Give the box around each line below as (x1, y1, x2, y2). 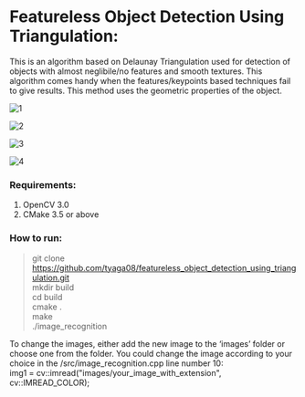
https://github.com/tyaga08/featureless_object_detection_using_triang (31, 262, 297, 273)
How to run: (9, 232, 63, 245)
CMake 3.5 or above (22, 209, 100, 220)
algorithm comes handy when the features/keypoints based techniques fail (9, 75, 291, 86)
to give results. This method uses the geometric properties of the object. (9, 85, 283, 96)
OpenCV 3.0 (22, 199, 70, 211)
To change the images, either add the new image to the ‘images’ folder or (9, 338, 286, 349)
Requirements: (9, 178, 77, 191)
